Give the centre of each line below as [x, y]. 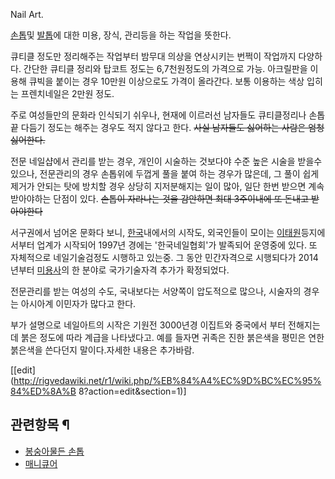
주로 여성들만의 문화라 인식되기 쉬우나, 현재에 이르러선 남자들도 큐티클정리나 [158, 115]
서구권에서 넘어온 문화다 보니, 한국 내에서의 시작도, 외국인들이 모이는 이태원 [156, 232]
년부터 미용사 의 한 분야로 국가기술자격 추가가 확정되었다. [120, 270]
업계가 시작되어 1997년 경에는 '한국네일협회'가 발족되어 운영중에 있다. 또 [177, 245]
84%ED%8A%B [43, 391]
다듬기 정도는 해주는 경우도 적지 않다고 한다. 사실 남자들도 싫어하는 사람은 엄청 [172, 127]
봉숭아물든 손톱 [54, 451]
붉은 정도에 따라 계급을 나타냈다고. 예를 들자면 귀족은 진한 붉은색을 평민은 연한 [172, 337]
